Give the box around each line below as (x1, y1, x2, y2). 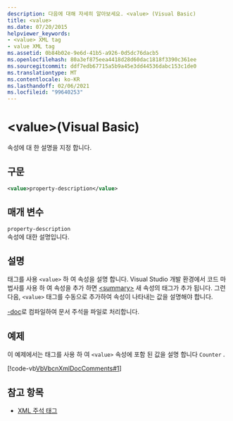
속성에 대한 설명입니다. (7, 232, 70, 241)
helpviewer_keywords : (7, 30, 71, 37)
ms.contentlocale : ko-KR (7, 75, 80, 83)
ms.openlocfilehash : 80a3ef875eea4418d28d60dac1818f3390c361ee (7, 56, 197, 63)
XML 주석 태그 (17, 406, 58, 415)
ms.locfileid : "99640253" (7, 89, 83, 96)
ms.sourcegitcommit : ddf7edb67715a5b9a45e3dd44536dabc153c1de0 (7, 63, 197, 70)
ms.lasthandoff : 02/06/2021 (7, 82, 90, 89)
